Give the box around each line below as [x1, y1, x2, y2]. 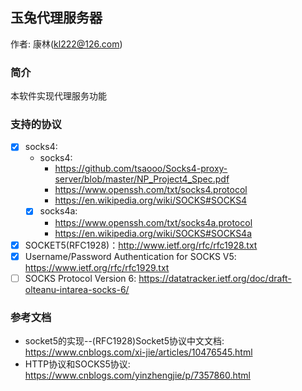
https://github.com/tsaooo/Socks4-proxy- [54, 163, 228, 175]
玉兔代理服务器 [10, 9, 103, 27]
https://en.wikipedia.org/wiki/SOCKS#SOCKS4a [54, 227, 253, 239]
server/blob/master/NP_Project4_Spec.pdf [54, 173, 230, 185]
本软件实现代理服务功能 [10, 90, 107, 102]
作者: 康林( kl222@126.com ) [10, 38, 123, 50]
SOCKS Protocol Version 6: [24, 272, 137, 284]
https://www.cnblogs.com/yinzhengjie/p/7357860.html [24, 369, 251, 382]
